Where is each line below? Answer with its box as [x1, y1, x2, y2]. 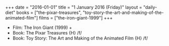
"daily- [143, 4, 157, 10]
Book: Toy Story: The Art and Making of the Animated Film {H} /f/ [12, 35, 148, 41]
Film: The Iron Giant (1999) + [12, 24, 72, 30]
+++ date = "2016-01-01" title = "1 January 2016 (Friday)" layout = [5, 4, 142, 10]
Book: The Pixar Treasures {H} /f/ [12, 30, 82, 35]
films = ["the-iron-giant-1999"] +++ [39, 15, 113, 20]
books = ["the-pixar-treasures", [16, 9, 82, 15]
